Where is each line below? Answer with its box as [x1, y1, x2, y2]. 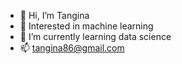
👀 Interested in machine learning [19, 20, 154, 32]
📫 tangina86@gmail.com [19, 42, 125, 54]
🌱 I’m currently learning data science [19, 31, 172, 42]
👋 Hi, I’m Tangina [19, 10, 90, 21]
